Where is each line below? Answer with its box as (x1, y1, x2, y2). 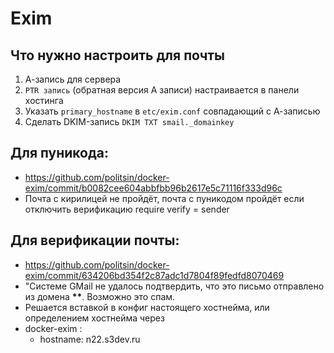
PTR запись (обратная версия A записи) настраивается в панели (24, 84, 300, 96)
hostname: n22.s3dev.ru (39, 333, 141, 345)
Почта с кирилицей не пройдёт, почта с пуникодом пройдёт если (24, 192, 305, 204)
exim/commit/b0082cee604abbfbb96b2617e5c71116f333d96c (24, 182, 283, 194)
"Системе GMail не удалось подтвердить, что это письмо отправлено (24, 280, 325, 292)
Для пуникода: (10, 145, 110, 162)
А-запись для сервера (24, 73, 122, 85)
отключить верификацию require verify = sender (24, 203, 230, 215)
